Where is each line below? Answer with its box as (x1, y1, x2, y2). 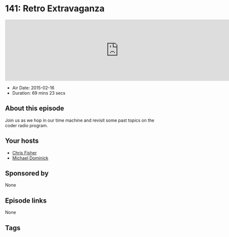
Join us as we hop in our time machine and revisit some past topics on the (5, 117, 155, 123)
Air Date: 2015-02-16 (12, 84, 55, 91)
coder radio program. (5, 122, 48, 128)
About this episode (5, 104, 65, 113)
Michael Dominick (12, 155, 48, 161)
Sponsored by (5, 169, 49, 177)
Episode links (5, 196, 47, 205)
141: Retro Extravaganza (5, 3, 105, 14)
